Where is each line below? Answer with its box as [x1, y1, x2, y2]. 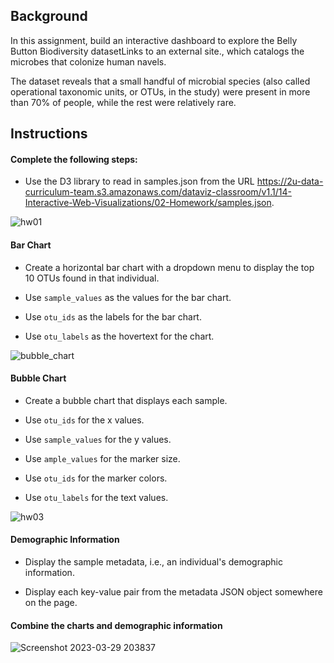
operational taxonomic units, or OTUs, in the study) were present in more [10, 85, 311, 98]
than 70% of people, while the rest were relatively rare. [10, 96, 237, 108]
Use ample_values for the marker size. [24, 452, 181, 464]
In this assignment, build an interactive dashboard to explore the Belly [10, 34, 298, 46]
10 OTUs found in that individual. [24, 272, 160, 284]
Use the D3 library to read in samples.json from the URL [24, 175, 255, 188]
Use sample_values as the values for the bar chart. [24, 291, 232, 303]
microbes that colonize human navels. [10, 55, 167, 68]
